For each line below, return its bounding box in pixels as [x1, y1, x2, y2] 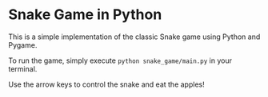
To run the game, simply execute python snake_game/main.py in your [8, 56, 232, 65]
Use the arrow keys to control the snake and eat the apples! [8, 80, 206, 89]
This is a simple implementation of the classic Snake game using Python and [8, 32, 261, 41]
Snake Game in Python [8, 6, 162, 24]
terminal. [8, 64, 38, 73]
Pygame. [8, 40, 38, 49]
